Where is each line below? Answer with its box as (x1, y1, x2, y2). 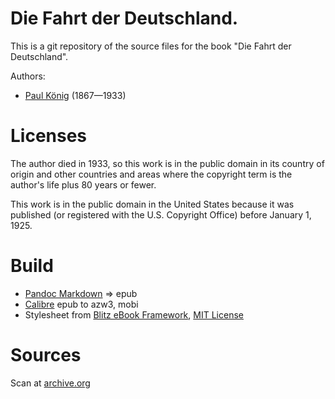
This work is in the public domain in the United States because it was (10, 198, 295, 210)
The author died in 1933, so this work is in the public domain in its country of (10, 157, 325, 169)
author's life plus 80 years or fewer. (10, 178, 157, 191)
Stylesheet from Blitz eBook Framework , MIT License (24, 308, 244, 321)
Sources (10, 344, 82, 366)
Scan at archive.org (10, 377, 91, 389)
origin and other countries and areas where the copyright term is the (10, 168, 293, 180)
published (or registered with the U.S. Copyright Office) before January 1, (10, 208, 312, 221)
